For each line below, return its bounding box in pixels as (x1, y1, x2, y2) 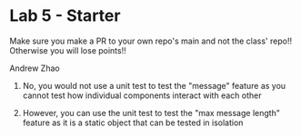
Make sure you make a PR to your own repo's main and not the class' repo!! (9, 35, 293, 46)
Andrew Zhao (9, 63, 61, 73)
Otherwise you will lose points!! (9, 44, 127, 55)
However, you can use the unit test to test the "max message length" (22, 107, 280, 118)
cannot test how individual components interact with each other (22, 90, 262, 101)
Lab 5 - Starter (9, 5, 121, 26)
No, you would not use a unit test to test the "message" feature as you (22, 80, 286, 91)
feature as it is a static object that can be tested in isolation (22, 117, 244, 128)
